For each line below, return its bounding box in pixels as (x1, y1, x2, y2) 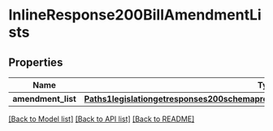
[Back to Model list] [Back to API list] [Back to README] (8, 114, 195, 124)
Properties (8, 55, 63, 69)
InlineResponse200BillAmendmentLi (8, 6, 262, 24)
